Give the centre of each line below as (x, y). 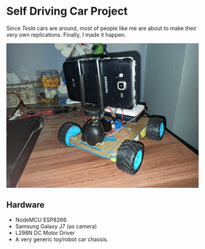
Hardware (25, 205)
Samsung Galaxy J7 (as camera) (56, 226)
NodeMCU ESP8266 (41, 220)
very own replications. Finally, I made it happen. (66, 34)
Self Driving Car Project (67, 11)
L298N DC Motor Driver (45, 232)
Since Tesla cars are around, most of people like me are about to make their (102, 28)
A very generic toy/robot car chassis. (62, 239)
